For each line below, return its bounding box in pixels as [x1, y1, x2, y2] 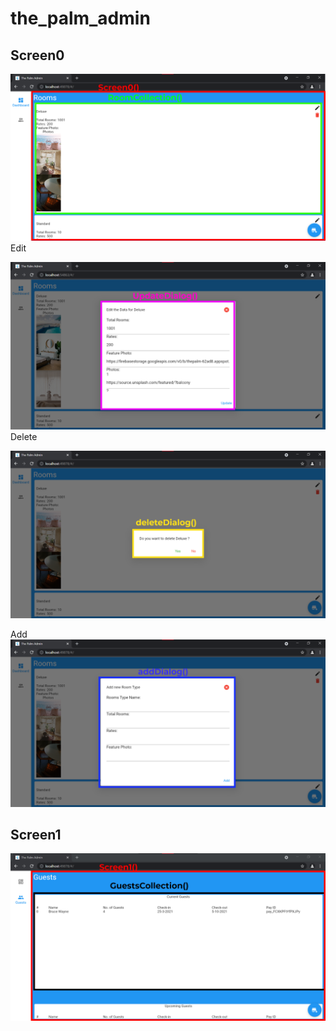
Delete [10, 431, 38, 442]
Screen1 [10, 826, 62, 843]
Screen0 [10, 47, 65, 64]
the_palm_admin [10, 7, 151, 30]
